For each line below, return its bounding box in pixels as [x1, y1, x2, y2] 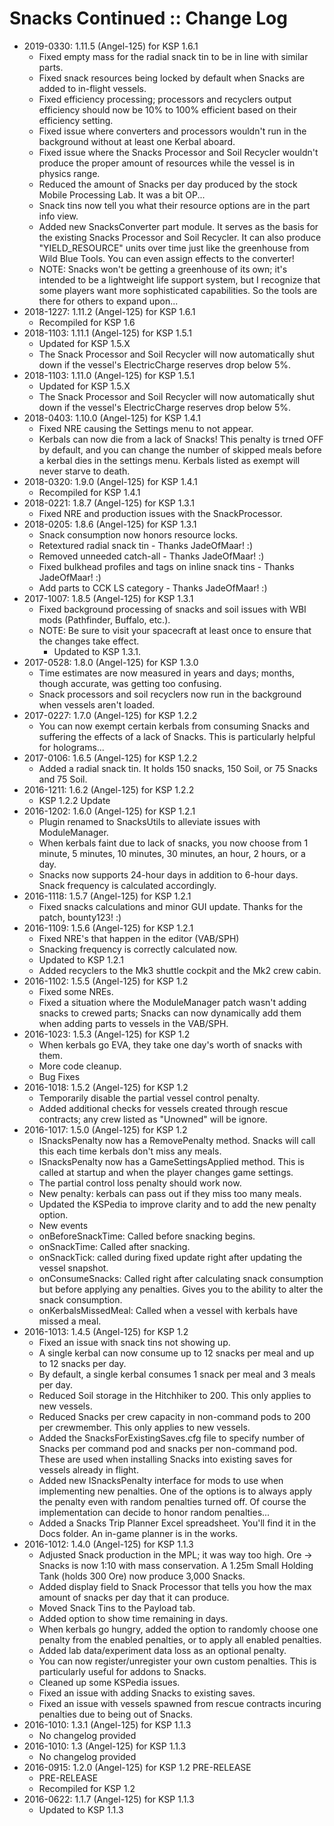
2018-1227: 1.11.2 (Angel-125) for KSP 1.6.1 [23, 305, 196, 317]
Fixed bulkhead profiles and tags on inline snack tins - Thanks [38, 560, 295, 572]
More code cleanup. [38, 1060, 122, 1072]
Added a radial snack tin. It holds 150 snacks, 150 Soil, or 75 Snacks [38, 762, 319, 774]
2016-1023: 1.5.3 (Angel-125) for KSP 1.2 [23, 1028, 191, 1040]
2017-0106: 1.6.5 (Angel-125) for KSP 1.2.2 [23, 752, 198, 764]
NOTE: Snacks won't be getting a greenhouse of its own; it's [38, 263, 288, 275]
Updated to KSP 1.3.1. [53, 645, 142, 657]
